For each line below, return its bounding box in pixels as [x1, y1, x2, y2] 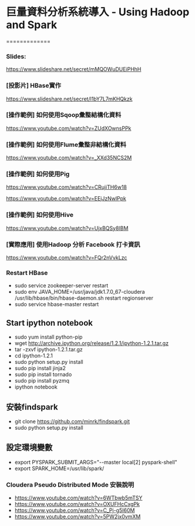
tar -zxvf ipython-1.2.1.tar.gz [14, 346, 83, 353]
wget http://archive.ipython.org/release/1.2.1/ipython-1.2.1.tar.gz [14, 340, 169, 347]
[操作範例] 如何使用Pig [6, 170, 70, 178]
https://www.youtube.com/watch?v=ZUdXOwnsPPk [6, 125, 132, 132]
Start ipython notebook [6, 318, 93, 328]
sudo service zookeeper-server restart [14, 282, 109, 289]
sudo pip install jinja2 [14, 365, 66, 372]
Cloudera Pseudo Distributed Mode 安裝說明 [6, 480, 135, 488]
